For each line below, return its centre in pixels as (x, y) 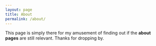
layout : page (19, 10)
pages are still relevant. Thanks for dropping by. (54, 38)
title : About (19, 14)
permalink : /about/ (25, 19)
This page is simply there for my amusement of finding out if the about (78, 33)
